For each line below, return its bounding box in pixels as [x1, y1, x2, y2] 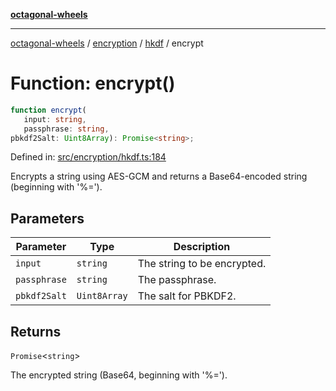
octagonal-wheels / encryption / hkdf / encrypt [10, 37, 204, 49]
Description [173, 240, 231, 254]
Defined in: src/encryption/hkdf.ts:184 [10, 151, 167, 163]
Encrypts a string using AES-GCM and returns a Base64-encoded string [10, 170, 308, 183]
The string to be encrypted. [137, 257, 267, 271]
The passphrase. [137, 273, 217, 287]
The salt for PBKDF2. [137, 289, 237, 303]
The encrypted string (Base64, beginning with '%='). [10, 369, 228, 381]
